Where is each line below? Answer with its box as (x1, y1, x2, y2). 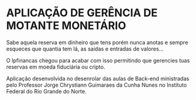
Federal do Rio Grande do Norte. (6, 87, 87, 95)
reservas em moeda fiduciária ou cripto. (6, 63, 105, 70)
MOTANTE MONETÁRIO (6, 19, 126, 33)
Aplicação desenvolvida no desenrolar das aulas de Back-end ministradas (6, 75, 189, 82)
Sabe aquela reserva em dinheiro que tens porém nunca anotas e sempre (6, 39, 188, 46)
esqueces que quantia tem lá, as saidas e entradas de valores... (6, 45, 164, 52)
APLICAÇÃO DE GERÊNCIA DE (6, 6, 158, 20)
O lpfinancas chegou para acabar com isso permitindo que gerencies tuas (6, 57, 191, 64)
